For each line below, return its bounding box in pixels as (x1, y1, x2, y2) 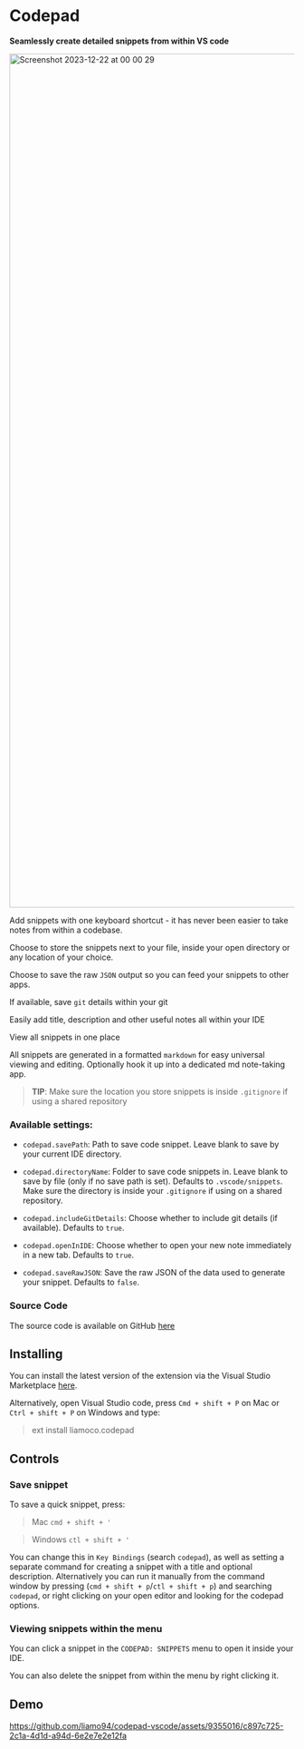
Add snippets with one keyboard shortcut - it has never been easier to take (9, 914, 289, 925)
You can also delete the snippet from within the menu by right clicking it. (9, 1670, 279, 1681)
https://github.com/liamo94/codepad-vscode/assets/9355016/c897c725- (9, 1721, 284, 1732)
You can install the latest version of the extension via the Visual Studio (9, 1371, 271, 1382)
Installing (9, 1346, 63, 1362)
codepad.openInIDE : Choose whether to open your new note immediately (22, 1240, 292, 1251)
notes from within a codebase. (9, 924, 123, 935)
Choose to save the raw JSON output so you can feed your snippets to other (9, 969, 290, 980)
